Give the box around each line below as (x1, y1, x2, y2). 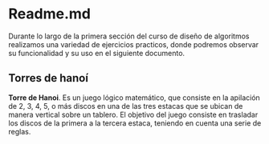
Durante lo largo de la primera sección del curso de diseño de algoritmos (8, 31, 250, 41)
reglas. (8, 126, 31, 136)
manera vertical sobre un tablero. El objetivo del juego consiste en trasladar (8, 110, 259, 119)
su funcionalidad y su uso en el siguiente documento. (8, 48, 185, 58)
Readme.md (8, 5, 91, 23)
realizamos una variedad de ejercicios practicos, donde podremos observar (8, 39, 259, 49)
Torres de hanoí (8, 71, 88, 85)
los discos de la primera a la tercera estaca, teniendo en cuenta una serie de (8, 118, 262, 128)
